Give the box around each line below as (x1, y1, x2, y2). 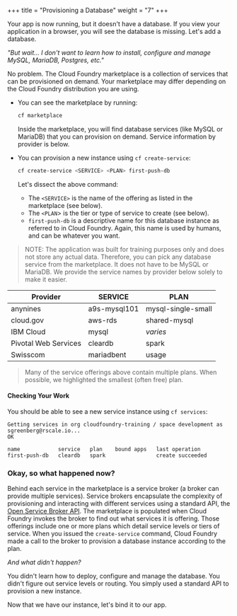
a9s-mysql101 (88, 303, 139, 313)
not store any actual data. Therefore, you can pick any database (24, 252, 212, 261)
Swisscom (11, 349, 45, 359)
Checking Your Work (7, 392, 69, 400)
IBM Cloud (11, 327, 46, 337)
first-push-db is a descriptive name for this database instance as (28, 216, 219, 225)
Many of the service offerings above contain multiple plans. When (24, 368, 217, 376)
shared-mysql (146, 315, 194, 325)
